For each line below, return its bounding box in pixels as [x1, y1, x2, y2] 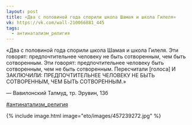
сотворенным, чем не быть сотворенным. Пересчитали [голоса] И [6, 65, 176, 73]
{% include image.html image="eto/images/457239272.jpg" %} [6, 113, 161, 120]
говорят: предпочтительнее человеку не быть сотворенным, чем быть [6, 53, 186, 60]
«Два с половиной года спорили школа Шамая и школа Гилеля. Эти [6, 47, 179, 54]
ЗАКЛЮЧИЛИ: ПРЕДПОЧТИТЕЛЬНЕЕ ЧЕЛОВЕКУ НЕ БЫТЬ [6, 72, 155, 79]
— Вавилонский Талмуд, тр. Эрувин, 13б [6, 90, 108, 97]
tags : [6, 25, 20, 31]
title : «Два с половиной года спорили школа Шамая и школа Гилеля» [6, 14, 177, 20]
